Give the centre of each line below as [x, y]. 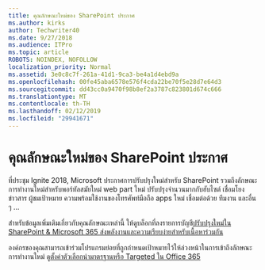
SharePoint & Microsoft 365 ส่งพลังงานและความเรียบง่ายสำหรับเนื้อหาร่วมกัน [116, 231]
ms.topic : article [38, 52]
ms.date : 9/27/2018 [40, 38]
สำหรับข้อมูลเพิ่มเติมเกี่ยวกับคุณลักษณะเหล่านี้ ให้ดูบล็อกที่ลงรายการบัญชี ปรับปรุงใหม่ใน [120, 222]
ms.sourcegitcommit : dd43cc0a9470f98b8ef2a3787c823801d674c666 [115, 89]
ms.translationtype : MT [48, 97]
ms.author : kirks [37, 23]
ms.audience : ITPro [40, 45]
